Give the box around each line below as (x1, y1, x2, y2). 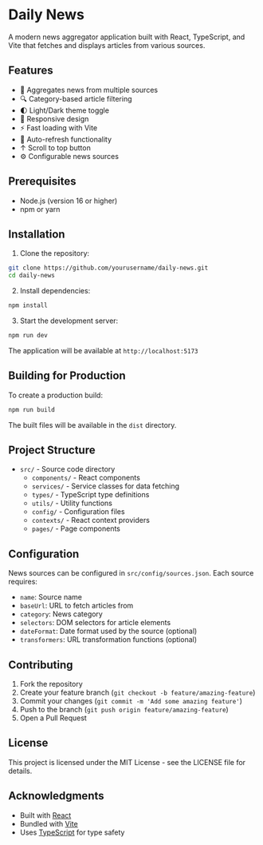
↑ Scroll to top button (19, 142, 92, 153)
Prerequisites (8, 174, 77, 189)
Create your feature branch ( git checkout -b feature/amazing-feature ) (19, 688, 256, 697)
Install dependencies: (19, 286, 91, 296)
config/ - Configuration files (31, 507, 125, 516)
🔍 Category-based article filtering (19, 94, 133, 103)
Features (8, 64, 53, 78)
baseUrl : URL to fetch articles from (19, 601, 134, 611)
